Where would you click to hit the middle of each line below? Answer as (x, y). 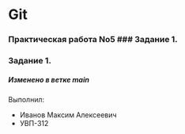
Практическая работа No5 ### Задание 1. (93, 40)
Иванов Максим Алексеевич (68, 115)
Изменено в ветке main (49, 79)
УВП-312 (34, 123)
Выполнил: (26, 100)
